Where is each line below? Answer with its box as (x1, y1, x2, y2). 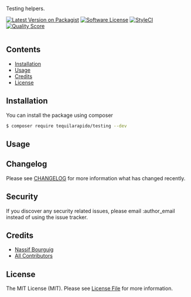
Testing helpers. (6, 5, 45, 12)
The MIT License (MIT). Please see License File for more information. (6, 285, 173, 292)
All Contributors (14, 252, 53, 259)
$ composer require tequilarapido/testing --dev (6, 123, 127, 129)
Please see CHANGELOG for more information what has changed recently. (6, 174, 186, 181)
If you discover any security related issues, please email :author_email (6, 207, 175, 214)
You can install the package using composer (6, 112, 113, 119)
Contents (6, 45, 41, 55)
